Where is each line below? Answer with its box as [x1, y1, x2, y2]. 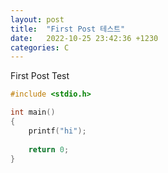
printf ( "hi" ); [28, 126, 87, 136]
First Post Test [10, 70, 70, 82]
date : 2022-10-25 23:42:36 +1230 [10, 33, 159, 43]
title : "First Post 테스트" [10, 24, 126, 34]
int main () [10, 107, 56, 118]
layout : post [10, 14, 65, 25]
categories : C [10, 42, 70, 53]
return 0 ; [28, 144, 70, 155]
